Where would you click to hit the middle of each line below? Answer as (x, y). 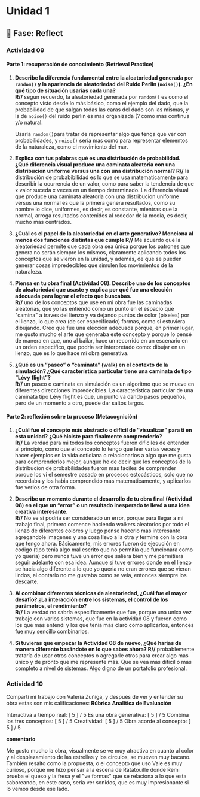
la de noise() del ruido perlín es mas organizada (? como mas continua (102, 116)
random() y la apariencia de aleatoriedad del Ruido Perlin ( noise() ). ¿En (104, 84)
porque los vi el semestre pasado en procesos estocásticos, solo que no (104, 474)
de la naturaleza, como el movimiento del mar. (71, 146)
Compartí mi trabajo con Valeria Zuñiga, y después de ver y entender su (95, 697)
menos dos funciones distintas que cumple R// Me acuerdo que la (98, 240)
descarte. (27, 581)
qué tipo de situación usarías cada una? (65, 90)
